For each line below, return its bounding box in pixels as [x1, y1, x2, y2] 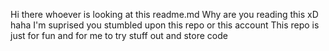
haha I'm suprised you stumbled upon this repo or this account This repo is [10, 19, 320, 31]
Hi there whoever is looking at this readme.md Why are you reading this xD [10, 9, 319, 20]
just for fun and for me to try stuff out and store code [10, 30, 228, 41]
